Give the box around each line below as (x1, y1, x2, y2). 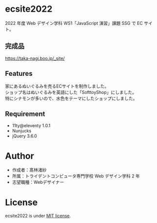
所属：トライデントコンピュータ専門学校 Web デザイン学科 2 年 (12, 173, 140, 179)
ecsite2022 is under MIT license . (5, 213, 71, 219)
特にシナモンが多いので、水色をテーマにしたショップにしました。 (5, 95, 137, 101)
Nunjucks (12, 128, 32, 134)
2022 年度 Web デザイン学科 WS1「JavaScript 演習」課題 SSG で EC (5, 20, 143, 26)
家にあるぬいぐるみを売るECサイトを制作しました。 (5, 83, 109, 89)
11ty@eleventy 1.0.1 (12, 123, 51, 129)
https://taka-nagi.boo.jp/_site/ (5, 55, 65, 61)
